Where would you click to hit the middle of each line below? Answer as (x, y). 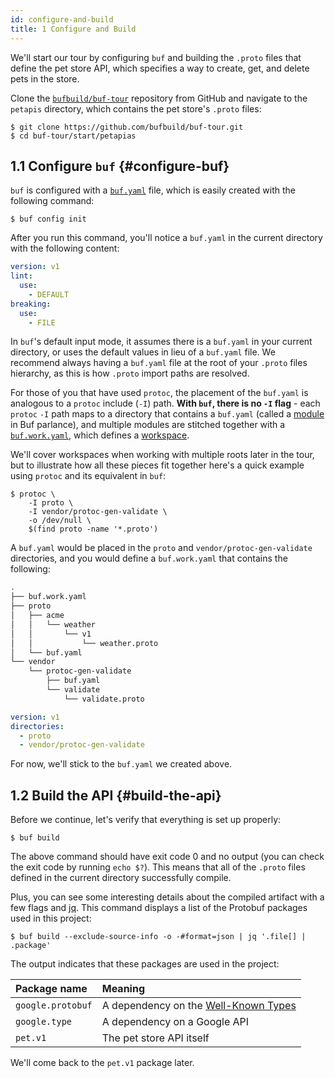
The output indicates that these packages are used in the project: (145, 964)
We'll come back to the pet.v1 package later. (102, 1063)
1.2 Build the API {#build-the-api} (116, 795)
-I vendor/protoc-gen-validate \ (98, 512)
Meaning (123, 989)
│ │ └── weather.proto (84, 643)
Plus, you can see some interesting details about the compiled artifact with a (167, 897)
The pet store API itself (155, 1038)
